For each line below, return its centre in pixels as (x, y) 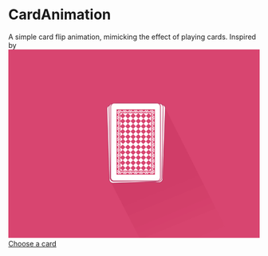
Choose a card (33, 243)
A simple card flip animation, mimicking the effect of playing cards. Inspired (132, 37)
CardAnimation (60, 15)
